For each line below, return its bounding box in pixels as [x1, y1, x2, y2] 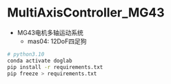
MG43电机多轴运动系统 [17, 28, 84, 36]
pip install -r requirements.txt [7, 63, 103, 70]
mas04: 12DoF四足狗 [27, 36, 87, 45]
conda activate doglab [7, 57, 72, 64]
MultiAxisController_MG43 [7, 5, 165, 21]
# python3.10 [7, 50, 45, 58]
